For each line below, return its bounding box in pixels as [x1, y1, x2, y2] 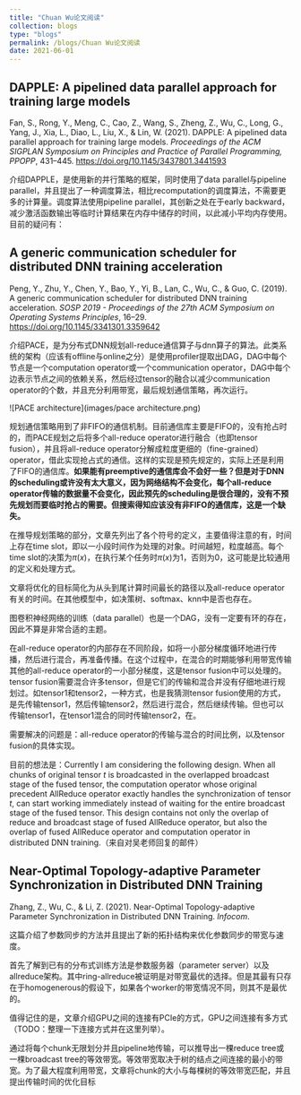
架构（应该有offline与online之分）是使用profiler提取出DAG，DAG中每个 [24, 350, 288, 361]
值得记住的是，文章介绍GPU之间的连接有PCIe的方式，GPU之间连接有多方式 [9, 1012, 288, 1022]
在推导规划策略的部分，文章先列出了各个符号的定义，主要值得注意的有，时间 [9, 530, 292, 540]
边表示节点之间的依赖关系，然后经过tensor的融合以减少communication [9, 373, 271, 384]
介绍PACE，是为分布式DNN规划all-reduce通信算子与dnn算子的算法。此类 [9, 340, 279, 350]
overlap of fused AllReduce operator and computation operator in [9, 826, 251, 837]
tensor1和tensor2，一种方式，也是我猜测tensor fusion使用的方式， [39, 687, 286, 698]
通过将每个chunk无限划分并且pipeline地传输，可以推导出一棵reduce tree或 [9, 1042, 285, 1053]
